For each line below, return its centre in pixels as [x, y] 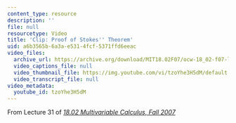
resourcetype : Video [38, 33]
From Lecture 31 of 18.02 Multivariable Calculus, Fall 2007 [91, 112]
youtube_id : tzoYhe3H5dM [50, 92]
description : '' [31, 20]
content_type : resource [42, 14]
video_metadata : [31, 86]
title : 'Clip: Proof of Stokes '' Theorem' [70, 40]
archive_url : [33, 60]
